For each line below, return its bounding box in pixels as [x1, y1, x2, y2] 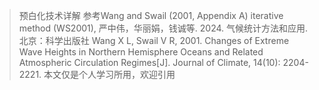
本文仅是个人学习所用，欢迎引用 [43, 69, 176, 80]
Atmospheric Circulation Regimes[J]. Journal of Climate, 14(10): [18, 57, 281, 68]
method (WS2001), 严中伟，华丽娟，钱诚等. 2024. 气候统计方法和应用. [18, 22, 309, 34]
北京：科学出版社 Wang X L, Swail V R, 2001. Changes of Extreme [18, 35, 290, 46]
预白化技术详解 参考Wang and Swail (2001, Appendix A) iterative [18, 10, 284, 21]
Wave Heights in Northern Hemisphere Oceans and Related [18, 46, 264, 58]
